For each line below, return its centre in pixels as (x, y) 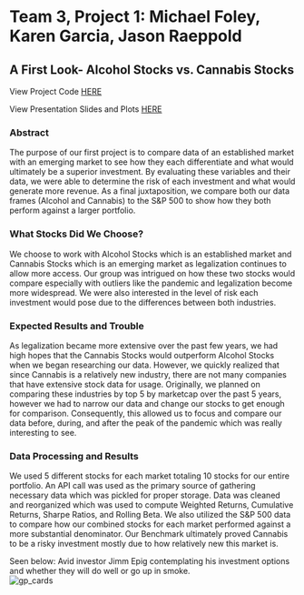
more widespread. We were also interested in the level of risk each (134, 292)
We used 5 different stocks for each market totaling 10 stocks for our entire (150, 476)
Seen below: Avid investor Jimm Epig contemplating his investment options (150, 561)
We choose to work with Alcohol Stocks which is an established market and (151, 254)
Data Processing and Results (74, 456)
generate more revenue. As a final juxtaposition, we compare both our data (150, 191)
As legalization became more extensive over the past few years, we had (144, 345)
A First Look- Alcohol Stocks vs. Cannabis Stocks (152, 70)
